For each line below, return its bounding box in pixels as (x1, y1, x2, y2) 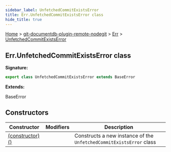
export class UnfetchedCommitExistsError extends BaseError (5, 74, 136, 80)
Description (104, 123, 133, 131)
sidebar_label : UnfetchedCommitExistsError (5, 7, 99, 13)
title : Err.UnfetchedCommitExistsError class (5, 12, 103, 17)
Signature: (5, 65, 28, 71)
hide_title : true (5, 17, 42, 22)
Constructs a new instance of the (74, 132, 154, 139)
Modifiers (45, 123, 70, 131)
